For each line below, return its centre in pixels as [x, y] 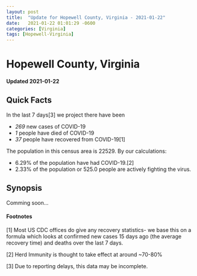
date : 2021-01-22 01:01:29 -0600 [51, 23]
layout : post [23, 12]
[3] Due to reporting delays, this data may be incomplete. [77, 266]
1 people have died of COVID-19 [55, 133]
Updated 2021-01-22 [33, 81]
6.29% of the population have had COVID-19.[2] [74, 162]
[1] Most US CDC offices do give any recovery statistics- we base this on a [99, 229]
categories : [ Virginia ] [36, 29]
